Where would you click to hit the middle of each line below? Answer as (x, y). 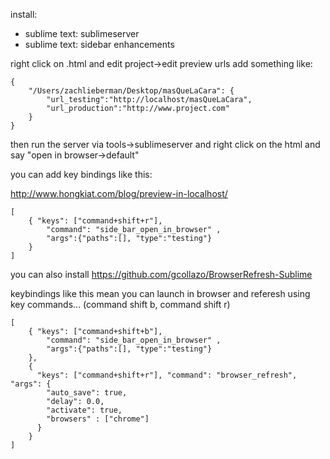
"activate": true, (84, 410)
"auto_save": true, (87, 393)
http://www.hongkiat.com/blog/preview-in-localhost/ (119, 193)
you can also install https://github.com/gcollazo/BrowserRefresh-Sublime (161, 274)
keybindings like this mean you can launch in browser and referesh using (160, 293)
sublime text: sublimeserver (82, 33)
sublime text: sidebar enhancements (99, 44)
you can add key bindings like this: (81, 174)
